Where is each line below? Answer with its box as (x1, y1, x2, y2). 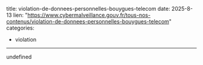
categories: (6, 24, 34, 31)
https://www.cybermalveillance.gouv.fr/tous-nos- (27, 11, 151, 19)
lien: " (13, 11, 28, 19)
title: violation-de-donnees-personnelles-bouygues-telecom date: (6, 5, 170, 12)
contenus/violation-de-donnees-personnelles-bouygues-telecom (6, 18, 169, 25)
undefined (6, 54, 32, 60)
